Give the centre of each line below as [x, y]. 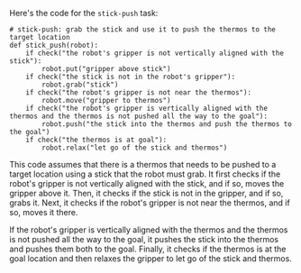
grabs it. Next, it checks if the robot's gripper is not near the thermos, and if [150, 203]
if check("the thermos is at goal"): [96, 140]
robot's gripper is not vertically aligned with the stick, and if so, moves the [147, 183]
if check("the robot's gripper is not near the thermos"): [139, 93]
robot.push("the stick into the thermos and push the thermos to [167, 124]
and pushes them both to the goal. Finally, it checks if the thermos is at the [148, 249]
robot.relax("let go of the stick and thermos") [135, 148]
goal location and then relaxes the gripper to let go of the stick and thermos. [151, 259]
